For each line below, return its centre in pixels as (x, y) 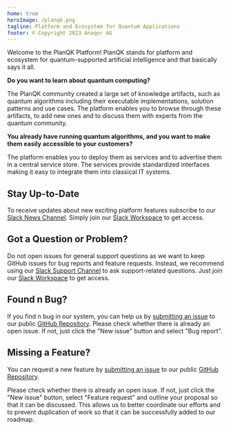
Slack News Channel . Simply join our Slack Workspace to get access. (106, 217)
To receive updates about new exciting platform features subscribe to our (111, 211)
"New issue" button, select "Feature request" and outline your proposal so (113, 397)
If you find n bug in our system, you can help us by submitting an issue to (111, 316)
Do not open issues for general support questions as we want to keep (106, 255)
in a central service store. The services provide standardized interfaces (109, 165)
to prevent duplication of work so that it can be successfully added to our (111, 412)
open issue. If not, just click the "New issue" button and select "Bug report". (115, 331)
